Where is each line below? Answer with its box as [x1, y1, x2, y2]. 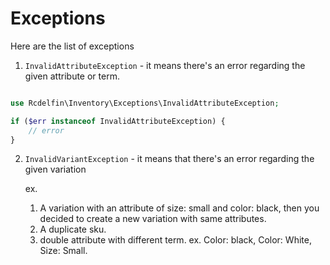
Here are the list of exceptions [10, 40, 135, 52]
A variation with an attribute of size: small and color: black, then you [39, 202, 320, 214]
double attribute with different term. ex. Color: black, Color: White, [39, 234, 312, 246]
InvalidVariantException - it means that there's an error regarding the [24, 153, 315, 165]
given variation [24, 163, 87, 176]
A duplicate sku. [39, 223, 107, 236]
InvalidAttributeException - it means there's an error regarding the [24, 59, 306, 71]
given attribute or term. [24, 70, 120, 82]
